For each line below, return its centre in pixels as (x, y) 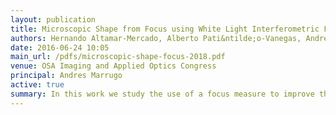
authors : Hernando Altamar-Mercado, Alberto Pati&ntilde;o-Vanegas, (156, 38)
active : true (37, 85)
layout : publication (53, 19)
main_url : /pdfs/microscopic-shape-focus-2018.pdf (118, 57)
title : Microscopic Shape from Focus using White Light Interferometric (165, 29)
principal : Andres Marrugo (66, 76)
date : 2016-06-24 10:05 (60, 47)
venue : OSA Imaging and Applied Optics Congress (113, 66)
